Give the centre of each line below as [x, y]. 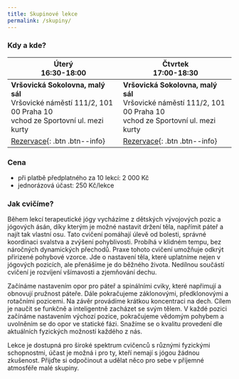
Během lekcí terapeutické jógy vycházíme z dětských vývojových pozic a [114, 219]
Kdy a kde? [27, 46]
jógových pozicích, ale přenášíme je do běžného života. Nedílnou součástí [116, 265]
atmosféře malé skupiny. [43, 368]
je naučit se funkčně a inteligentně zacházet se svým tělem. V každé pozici [117, 309]
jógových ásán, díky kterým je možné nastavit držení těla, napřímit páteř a [116, 227]
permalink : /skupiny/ [39, 21]
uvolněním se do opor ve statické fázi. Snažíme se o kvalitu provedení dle [115, 324]
